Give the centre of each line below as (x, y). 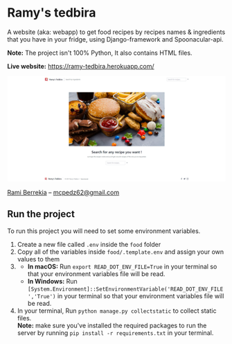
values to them (38, 259)
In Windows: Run (52, 281)
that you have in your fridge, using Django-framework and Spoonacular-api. (115, 39)
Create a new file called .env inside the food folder (89, 244)
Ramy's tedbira (52, 13)
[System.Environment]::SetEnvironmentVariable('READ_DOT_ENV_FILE (125, 289)
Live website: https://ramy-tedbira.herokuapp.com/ (81, 66)
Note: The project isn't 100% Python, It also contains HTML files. (100, 53)
